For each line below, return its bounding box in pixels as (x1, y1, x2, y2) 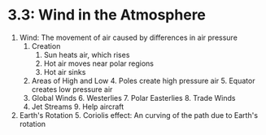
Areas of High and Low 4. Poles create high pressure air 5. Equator (31, 76, 255, 85)
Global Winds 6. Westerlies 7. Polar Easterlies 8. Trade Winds (31, 93, 236, 102)
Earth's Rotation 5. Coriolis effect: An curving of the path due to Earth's (19, 110, 258, 120)
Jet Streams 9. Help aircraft (31, 102, 124, 111)
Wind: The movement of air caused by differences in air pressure (19, 33, 238, 42)
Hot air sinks (43, 67, 86, 76)
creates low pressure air (31, 84, 113, 94)
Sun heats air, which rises (43, 50, 130, 59)
